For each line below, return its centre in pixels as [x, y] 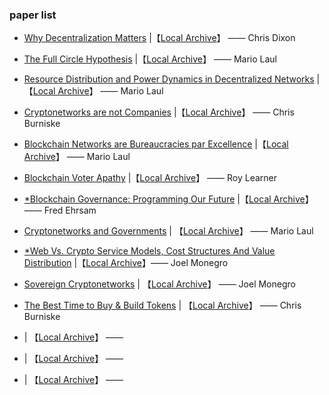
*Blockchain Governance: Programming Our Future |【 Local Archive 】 [168, 199]
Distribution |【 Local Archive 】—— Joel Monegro [126, 263]
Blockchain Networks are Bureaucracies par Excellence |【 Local [156, 144]
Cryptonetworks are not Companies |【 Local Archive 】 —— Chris [159, 112]
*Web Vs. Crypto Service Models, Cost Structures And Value [149, 251]
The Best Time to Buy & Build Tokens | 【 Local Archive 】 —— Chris [162, 305]
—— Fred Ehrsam [60, 210]
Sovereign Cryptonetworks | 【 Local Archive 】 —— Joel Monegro [159, 284]
